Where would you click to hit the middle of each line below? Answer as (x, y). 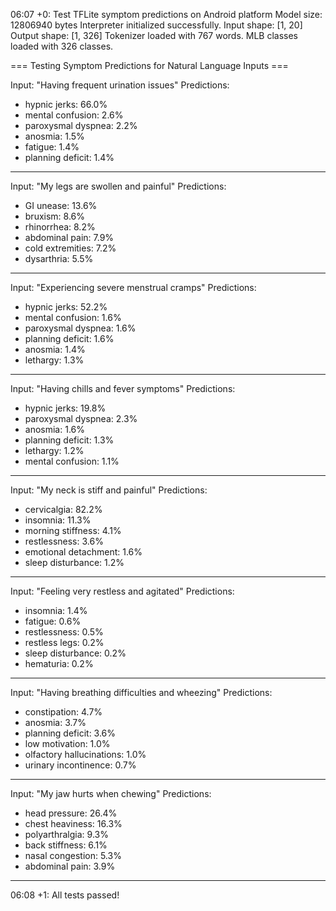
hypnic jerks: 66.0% (66, 104)
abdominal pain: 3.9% (70, 866)
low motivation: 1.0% (67, 743)
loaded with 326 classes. (62, 46)
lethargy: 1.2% (54, 450)
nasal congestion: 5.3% (73, 855)
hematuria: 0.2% (59, 663)
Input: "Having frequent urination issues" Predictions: (120, 85)
